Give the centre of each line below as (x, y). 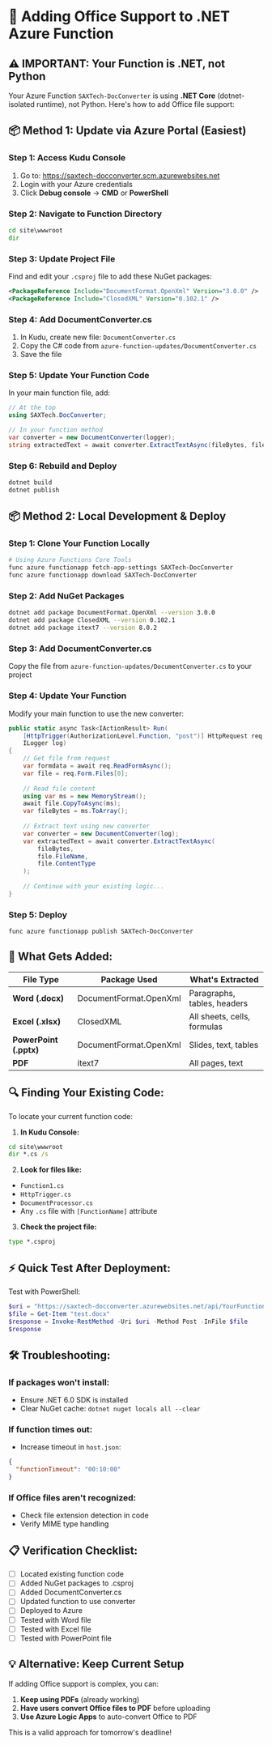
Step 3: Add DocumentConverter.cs (80, 649)
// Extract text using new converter (87, 826)
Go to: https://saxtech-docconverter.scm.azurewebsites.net (120, 175)
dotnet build (30, 483)
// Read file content (59, 789)
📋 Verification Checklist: (73, 1550)
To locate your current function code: (71, 1116)
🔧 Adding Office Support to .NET (119, 17)
